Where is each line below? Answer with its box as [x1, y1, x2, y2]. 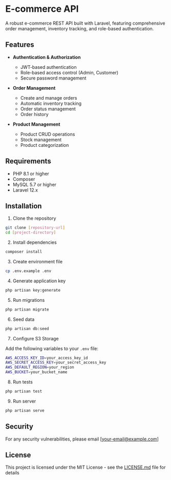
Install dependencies [12, 239, 57, 245]
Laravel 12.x [12, 187, 38, 193]
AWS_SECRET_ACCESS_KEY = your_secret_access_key [5, 360, 106, 365]
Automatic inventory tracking [20, 100, 82, 106]
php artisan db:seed [5, 326, 50, 331]
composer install [5, 249, 42, 255]
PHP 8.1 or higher [12, 170, 50, 177]
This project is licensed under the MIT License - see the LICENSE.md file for [5, 464, 166, 470]
